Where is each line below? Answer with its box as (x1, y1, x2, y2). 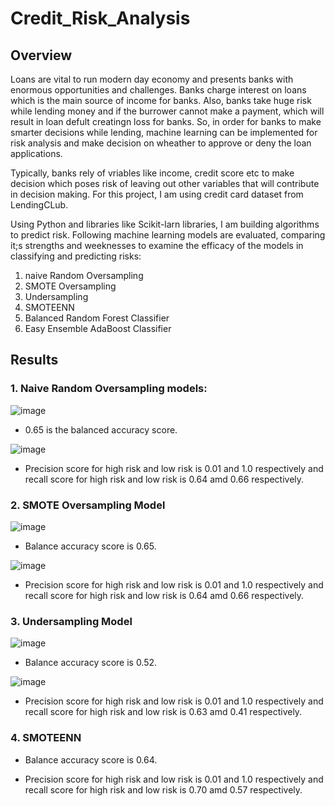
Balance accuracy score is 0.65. (24, 540, 157, 552)
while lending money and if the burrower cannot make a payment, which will (10, 105, 325, 117)
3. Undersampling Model (10, 614, 133, 628)
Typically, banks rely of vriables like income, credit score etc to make (10, 167, 295, 179)
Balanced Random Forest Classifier (24, 312, 170, 324)
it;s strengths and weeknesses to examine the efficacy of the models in (10, 240, 304, 251)
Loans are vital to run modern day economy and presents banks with (10, 73, 294, 85)
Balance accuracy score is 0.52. (24, 657, 158, 669)
